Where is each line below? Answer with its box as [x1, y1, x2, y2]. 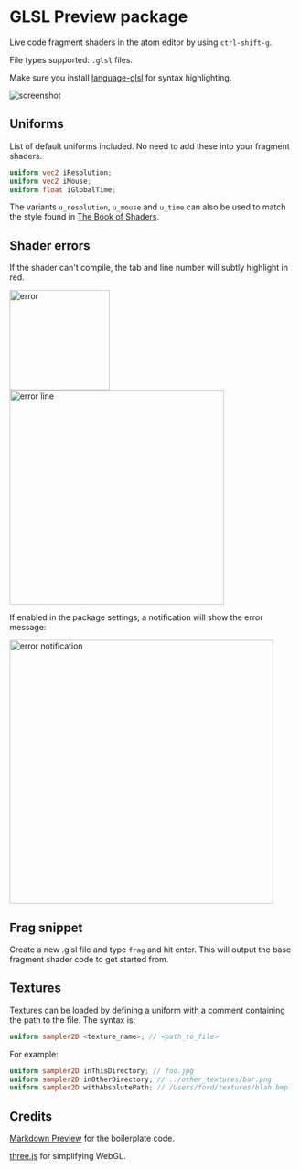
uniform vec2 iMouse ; [9, 177, 92, 186]
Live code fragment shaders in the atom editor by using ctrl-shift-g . [9, 37, 273, 48]
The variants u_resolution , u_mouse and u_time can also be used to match [9, 201, 286, 212]
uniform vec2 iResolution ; [9, 167, 112, 177]
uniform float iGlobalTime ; [9, 185, 117, 194]
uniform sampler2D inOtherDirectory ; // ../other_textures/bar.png [9, 1075, 273, 1084]
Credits [9, 1109, 53, 1124]
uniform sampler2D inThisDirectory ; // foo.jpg [9, 1066, 195, 1076]
